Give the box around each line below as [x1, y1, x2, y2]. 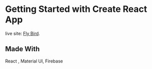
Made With [5, 45, 40, 53]
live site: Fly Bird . [5, 30, 40, 36]
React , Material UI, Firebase [5, 58, 63, 64]
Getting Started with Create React [5, 3, 148, 15]
